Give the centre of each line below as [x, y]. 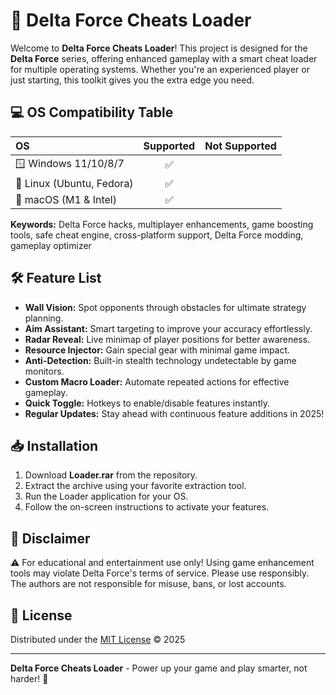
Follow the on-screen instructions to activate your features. [147, 507]
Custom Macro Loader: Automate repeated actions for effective [157, 381]
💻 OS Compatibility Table [92, 112]
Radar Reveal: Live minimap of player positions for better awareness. [167, 339]
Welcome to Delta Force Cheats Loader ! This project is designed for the [159, 48]
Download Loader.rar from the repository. [111, 475]
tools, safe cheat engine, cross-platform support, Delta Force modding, [157, 235]
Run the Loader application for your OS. [106, 496]
